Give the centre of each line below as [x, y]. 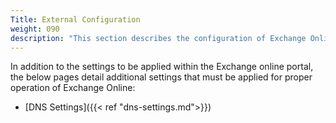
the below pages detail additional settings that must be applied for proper [161, 77]
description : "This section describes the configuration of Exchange [158, 38]
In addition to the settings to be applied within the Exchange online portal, [162, 67]
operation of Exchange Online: [73, 88]
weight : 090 [35, 29]
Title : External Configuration [75, 19]
